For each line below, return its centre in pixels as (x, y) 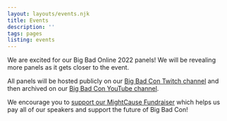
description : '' (31, 27)
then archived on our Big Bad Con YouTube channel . (83, 89)
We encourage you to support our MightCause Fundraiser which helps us (114, 102)
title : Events (28, 20)
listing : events (31, 40)
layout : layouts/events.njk (49, 14)
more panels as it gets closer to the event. (68, 68)
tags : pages (25, 33)
